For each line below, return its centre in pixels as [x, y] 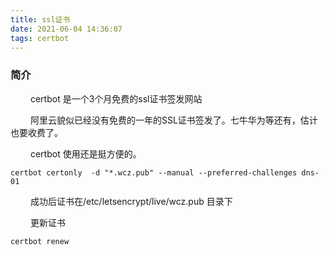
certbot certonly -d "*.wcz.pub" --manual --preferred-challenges [154, 172]
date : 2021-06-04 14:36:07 [66, 29]
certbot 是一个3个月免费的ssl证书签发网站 [116, 98]
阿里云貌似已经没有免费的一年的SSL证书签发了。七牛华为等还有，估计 [173, 120]
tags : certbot [40, 38]
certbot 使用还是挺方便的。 [85, 153]
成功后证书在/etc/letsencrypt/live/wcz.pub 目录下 [131, 201]
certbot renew [40, 241]
